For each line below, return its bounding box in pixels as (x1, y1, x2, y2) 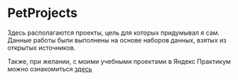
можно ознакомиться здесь (7, 64, 92, 73)
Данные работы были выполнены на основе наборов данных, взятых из (7, 35, 227, 44)
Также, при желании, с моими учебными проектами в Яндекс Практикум (7, 57, 231, 65)
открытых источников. (7, 43, 76, 52)
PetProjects (7, 5, 78, 21)
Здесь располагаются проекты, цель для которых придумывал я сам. (7, 28, 220, 37)
